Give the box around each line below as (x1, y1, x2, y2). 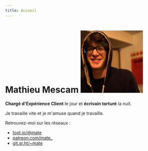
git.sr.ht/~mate (12, 140, 43, 146)
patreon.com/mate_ (12, 135, 53, 141)
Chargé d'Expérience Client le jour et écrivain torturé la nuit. (5, 100, 132, 107)
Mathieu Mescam (5, 84, 79, 95)
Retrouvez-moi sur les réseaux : (5, 120, 71, 126)
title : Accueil (5, 8, 37, 13)
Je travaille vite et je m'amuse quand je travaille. (5, 110, 104, 116)
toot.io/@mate (12, 130, 42, 136)
